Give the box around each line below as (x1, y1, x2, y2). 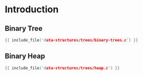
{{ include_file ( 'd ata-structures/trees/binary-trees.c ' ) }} (5, 37, 138, 43)
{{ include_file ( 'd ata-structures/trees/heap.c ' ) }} (5, 65, 120, 70)
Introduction (5, 4, 59, 15)
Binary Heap (5, 52, 46, 61)
